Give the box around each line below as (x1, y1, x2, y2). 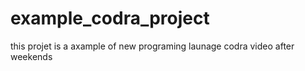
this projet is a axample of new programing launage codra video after (10, 40, 295, 52)
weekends (10, 50, 53, 62)
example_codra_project (10, 7, 210, 30)
